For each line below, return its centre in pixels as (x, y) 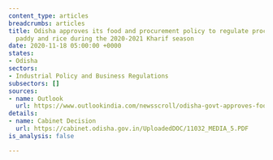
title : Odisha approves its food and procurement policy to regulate (129, 31)
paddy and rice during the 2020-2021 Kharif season (105, 38)
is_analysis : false (41, 136)
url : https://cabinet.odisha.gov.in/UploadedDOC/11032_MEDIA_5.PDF (132, 128)
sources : (23, 91)
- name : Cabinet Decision (52, 121)
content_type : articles (49, 16)
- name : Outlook (36, 99)
